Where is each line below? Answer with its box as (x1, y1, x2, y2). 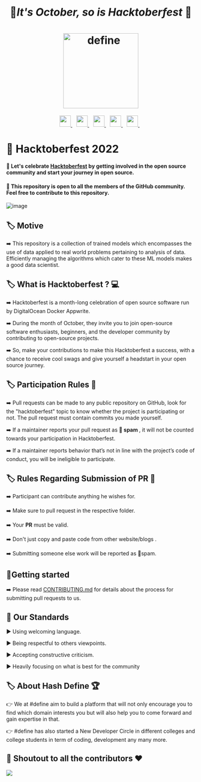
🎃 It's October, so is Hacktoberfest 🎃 (10, 5, 192, 19)
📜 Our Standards (6, 612, 69, 622)
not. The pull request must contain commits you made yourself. (6, 414, 163, 421)
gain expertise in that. (6, 715, 60, 722)
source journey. (6, 361, 45, 368)
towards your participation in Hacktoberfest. (6, 435, 116, 442)
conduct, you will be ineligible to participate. (6, 455, 116, 462)
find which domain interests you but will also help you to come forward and (6, 709, 192, 716)
